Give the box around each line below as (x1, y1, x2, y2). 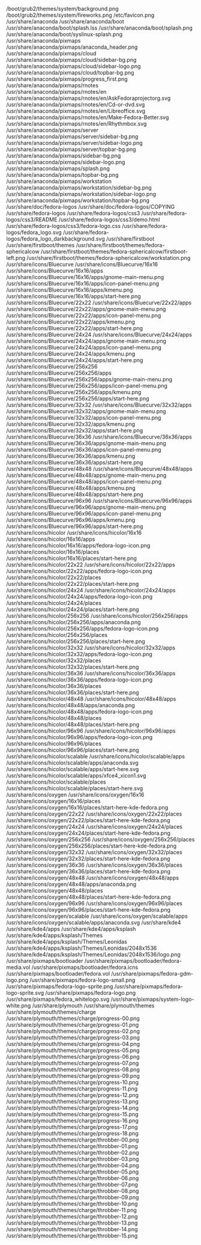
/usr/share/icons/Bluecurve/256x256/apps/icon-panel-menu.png (6, 382, 168, 389)
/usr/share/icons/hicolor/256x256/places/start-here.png (6, 638, 145, 645)
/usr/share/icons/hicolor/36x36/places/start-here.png (6, 689, 139, 696)
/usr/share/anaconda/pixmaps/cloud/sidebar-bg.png (6, 57, 137, 63)
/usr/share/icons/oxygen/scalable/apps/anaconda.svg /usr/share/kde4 (6, 919, 181, 926)
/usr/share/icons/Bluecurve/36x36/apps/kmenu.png (6, 452, 136, 460)
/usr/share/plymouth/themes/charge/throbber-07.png (6, 1181, 138, 1188)
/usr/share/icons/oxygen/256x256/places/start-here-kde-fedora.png (6, 842, 177, 849)
